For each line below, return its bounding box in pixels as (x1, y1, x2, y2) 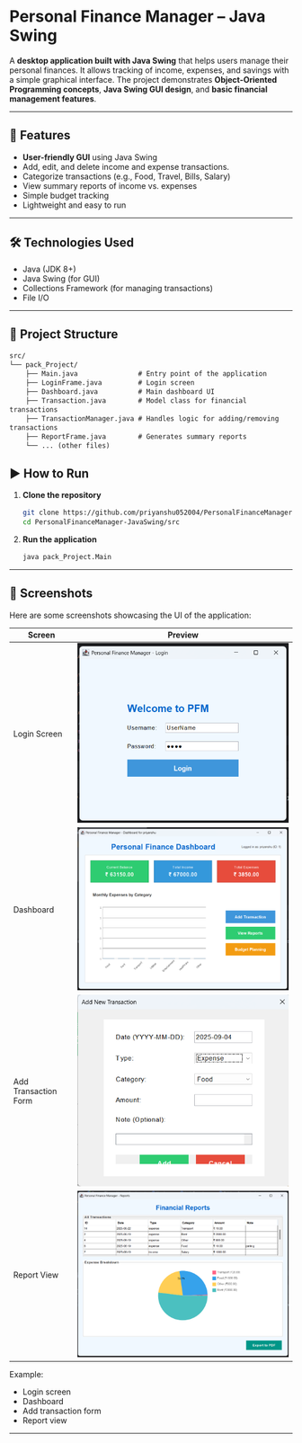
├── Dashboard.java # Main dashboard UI (25, 387, 216, 396)
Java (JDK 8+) (22, 263, 76, 274)
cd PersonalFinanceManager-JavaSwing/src (22, 518, 180, 527)
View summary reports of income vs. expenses (22, 180, 198, 191)
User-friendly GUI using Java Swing (22, 151, 158, 163)
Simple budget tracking (22, 190, 110, 200)
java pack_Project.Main (22, 552, 112, 561)
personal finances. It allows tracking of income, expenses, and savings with (9, 65, 289, 76)
